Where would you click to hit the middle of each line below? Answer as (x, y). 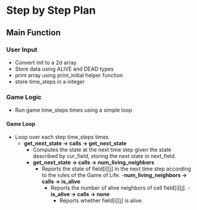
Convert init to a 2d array (46, 62)
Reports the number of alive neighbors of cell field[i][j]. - (120, 188)
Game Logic (24, 97)
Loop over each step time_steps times (62, 137)
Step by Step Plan (51, 10)
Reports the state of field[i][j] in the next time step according (116, 169)
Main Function (34, 33)
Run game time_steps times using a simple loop (74, 110)
